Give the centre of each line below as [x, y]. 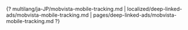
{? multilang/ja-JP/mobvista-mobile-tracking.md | [66, 9]
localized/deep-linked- [155, 9]
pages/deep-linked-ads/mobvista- [135, 15]
